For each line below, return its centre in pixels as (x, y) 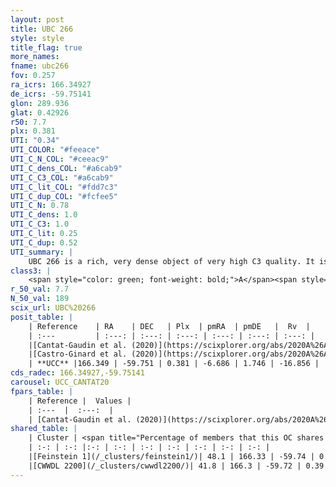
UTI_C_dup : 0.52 (44, 242)
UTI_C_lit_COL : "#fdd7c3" (64, 187)
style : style (37, 38)
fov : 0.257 (33, 76)
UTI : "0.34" (35, 141)
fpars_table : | (42, 391)
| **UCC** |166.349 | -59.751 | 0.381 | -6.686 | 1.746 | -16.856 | (174, 364)
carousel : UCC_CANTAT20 (60, 382)
